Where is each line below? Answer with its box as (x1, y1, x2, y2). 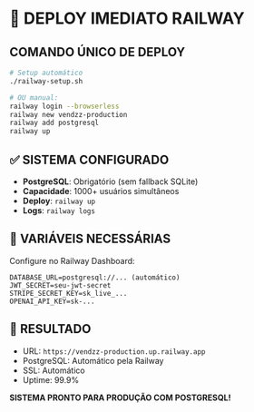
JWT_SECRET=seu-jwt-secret (9, 280, 112, 289)
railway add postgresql (9, 118, 100, 128)
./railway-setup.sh (9, 76, 83, 85)
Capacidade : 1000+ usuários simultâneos (22, 185, 180, 196)
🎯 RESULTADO (9, 321, 92, 337)
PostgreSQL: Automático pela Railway (22, 355, 164, 366)
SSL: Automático (22, 365, 85, 376)
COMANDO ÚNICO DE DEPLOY (9, 44, 186, 60)
